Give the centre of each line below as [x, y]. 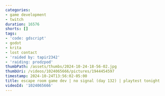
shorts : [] [17, 29]
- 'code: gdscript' [26, 39]
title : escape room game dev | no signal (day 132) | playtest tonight [82, 81]
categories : [18, 10]
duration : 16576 [22, 24]
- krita [13, 48]
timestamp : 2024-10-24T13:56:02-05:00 [46, 76]
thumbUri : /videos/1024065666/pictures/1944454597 [60, 72]
